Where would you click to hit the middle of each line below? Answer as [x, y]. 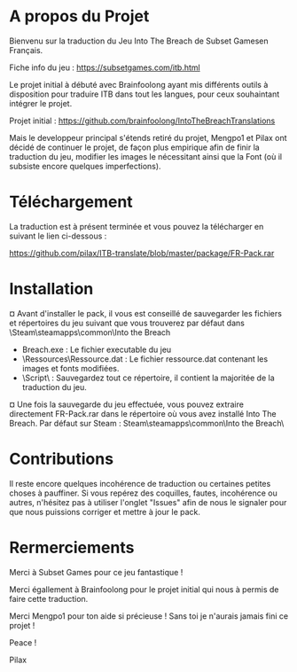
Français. [26, 50]
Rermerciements [72, 547]
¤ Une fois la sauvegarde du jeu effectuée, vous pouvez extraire [126, 404]
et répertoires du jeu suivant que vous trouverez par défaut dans [127, 323]
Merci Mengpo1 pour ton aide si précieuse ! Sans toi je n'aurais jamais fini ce [149, 616]
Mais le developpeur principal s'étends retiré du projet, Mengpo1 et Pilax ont [148, 137]
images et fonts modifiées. [70, 368]
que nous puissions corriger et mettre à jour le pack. [105, 512]
